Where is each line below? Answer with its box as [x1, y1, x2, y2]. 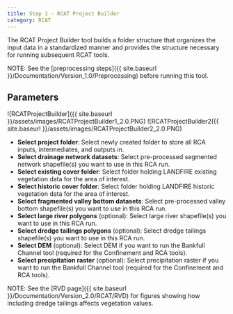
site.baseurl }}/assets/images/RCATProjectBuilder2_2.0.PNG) [7, 124, 182, 133]
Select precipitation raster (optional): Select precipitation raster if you [17, 256, 219, 265]
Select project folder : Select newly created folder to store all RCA [17, 138, 207, 147]
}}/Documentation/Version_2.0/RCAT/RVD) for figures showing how [7, 292, 200, 300]
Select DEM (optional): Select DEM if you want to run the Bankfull [17, 241, 205, 250]
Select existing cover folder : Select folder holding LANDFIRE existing [17, 167, 217, 176]
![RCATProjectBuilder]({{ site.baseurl [7, 110, 113, 118]
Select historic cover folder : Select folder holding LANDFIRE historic [17, 182, 215, 191]
